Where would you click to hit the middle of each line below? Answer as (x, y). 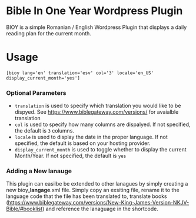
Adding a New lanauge (39, 171)
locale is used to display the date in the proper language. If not (91, 137)
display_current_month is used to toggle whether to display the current (100, 150)
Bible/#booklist (24, 209)
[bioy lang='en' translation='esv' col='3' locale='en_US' (80, 73)
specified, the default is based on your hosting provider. (82, 143)
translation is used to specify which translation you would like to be (98, 106)
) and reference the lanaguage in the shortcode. (100, 209)
